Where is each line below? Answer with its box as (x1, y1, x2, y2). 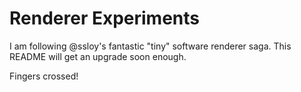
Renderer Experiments (9, 7, 201, 30)
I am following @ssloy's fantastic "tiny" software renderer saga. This (9, 40, 292, 52)
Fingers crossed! (9, 70, 79, 82)
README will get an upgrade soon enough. (9, 50, 187, 62)
